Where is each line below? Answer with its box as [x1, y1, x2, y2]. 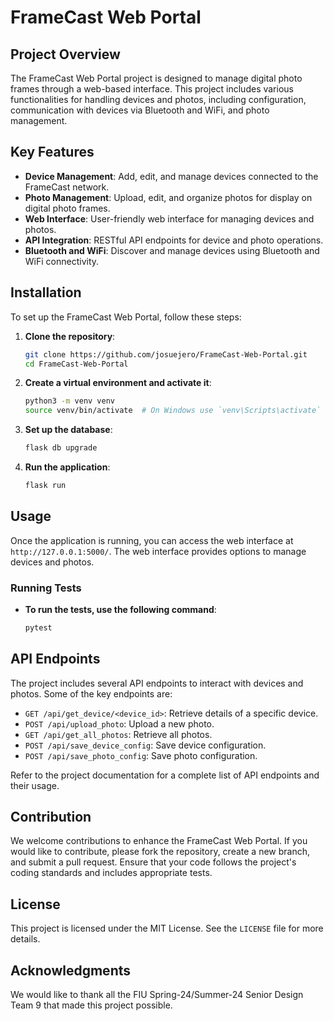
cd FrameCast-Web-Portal [24, 359, 129, 369]
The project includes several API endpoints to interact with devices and [10, 677, 304, 689]
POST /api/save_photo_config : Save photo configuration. [24, 749, 258, 761]
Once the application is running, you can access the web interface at [10, 534, 294, 546]
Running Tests [10, 581, 82, 595]
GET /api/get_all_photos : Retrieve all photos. [24, 728, 213, 740]
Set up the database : [24, 424, 113, 436]
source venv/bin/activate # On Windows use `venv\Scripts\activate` [24, 406, 322, 416]
